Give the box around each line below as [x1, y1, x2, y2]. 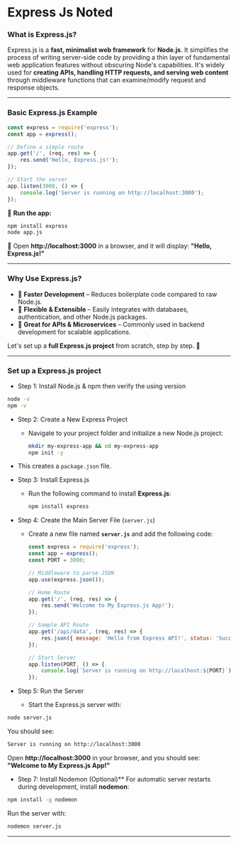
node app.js [7, 229, 42, 236]
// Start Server [28, 654, 76, 661]
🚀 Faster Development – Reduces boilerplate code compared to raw [17, 290, 217, 298]
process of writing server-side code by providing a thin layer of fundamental [7, 53, 230, 62]
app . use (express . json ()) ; [28, 576, 105, 583]
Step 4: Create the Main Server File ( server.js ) [17, 516, 156, 525]
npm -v [7, 402, 27, 409]
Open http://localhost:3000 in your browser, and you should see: [7, 753, 200, 762]
